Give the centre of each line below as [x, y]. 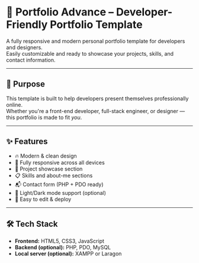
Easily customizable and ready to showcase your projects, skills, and [90, 53]
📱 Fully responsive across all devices [60, 162]
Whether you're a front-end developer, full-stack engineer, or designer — [96, 111]
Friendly [27, 25]
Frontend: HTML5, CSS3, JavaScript [60, 241]
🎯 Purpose [26, 84]
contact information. [31, 60]
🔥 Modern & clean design [46, 156]
